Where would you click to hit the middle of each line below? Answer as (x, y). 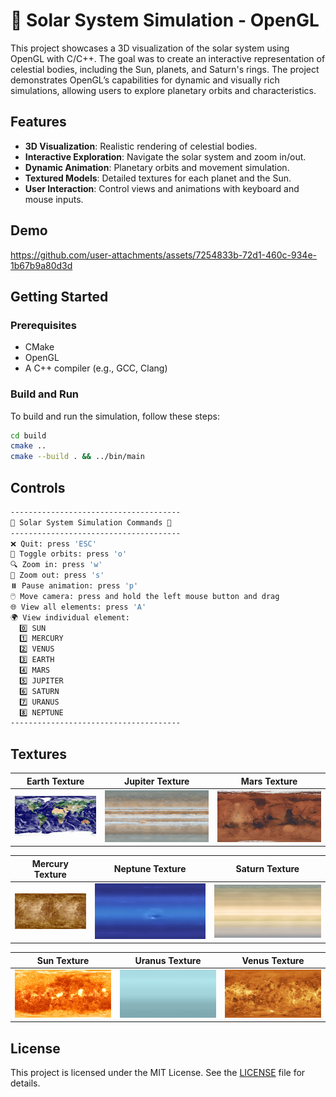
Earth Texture (55, 781)
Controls (38, 487)
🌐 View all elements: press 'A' (78, 607)
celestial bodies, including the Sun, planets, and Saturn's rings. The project (165, 69)
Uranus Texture (168, 960)
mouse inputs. (54, 199)
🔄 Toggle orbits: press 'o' (69, 554)
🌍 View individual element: (70, 617)
